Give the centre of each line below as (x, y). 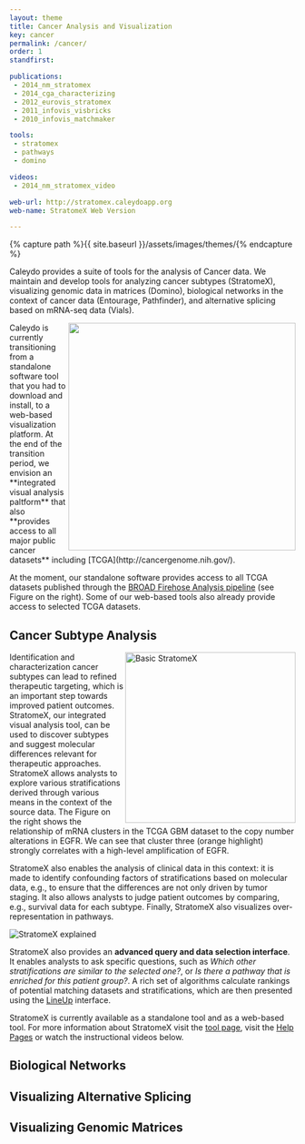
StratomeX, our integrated (58, 715)
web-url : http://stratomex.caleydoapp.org (91, 202)
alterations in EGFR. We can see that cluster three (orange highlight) (137, 841)
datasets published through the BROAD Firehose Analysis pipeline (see (142, 587)
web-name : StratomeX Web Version (73, 210)
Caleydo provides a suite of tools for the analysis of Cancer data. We (138, 272)
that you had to (38, 386)
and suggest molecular (52, 744)
